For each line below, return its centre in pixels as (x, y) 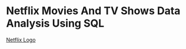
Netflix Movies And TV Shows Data (93, 11)
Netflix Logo (21, 40)
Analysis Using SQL (55, 23)
